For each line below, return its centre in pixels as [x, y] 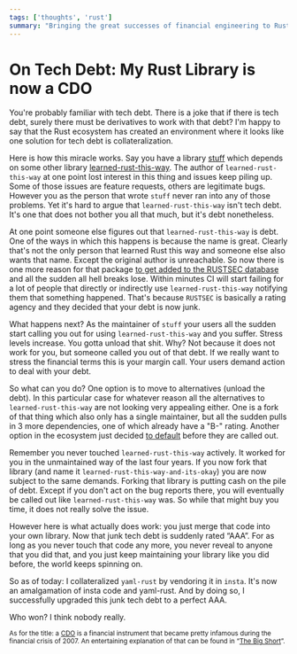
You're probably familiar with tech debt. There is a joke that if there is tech [144, 113]
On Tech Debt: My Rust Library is [133, 70]
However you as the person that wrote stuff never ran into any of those [140, 196]
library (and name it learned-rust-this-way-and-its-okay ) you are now [138, 471]
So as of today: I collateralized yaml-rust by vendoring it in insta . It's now [143, 581]
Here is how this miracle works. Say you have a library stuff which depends [146, 158]
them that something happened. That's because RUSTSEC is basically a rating [148, 298]
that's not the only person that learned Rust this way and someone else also [147, 251]
